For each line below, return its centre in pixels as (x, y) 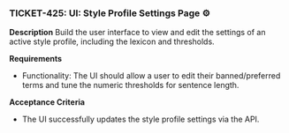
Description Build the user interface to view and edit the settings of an (137, 33)
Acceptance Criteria (47, 102)
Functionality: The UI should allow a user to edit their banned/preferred (151, 76)
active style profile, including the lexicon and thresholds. (112, 41)
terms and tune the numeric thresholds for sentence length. (130, 85)
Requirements (36, 59)
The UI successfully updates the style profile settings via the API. (141, 119)
